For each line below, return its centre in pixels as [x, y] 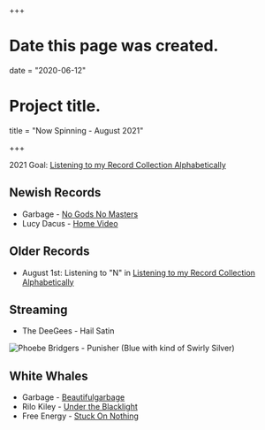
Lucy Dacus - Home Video [70, 223]
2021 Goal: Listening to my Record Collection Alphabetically [118, 165]
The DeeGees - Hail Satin [68, 331]
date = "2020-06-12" [48, 70]
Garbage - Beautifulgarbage [73, 397]
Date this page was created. [114, 46]
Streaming [38, 309]
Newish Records [55, 192]
